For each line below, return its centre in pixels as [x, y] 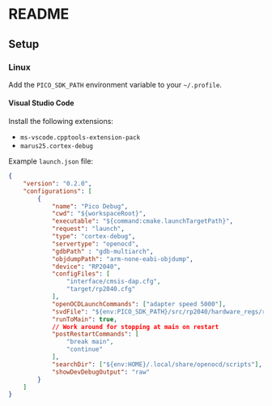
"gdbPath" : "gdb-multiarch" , [102, 251]
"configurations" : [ [57, 191]
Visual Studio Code [41, 103]
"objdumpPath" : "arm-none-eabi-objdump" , [123, 259]
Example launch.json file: [51, 161]
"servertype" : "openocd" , [95, 244]
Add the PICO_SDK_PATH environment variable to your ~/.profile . [115, 84]
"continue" [85, 349]
